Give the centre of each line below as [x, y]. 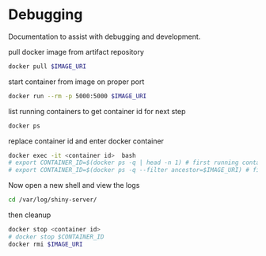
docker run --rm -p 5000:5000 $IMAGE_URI [78, 96]
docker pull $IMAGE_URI [47, 66]
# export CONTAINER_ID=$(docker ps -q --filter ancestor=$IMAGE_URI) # [129, 170]
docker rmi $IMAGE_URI [46, 244]
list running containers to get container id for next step [97, 111]
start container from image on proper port [76, 82]
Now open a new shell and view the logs [74, 185]
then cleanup [30, 215]
